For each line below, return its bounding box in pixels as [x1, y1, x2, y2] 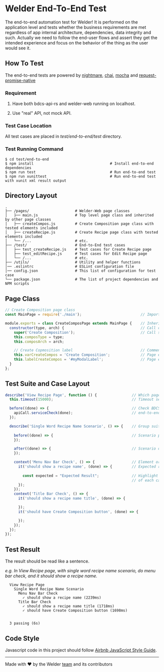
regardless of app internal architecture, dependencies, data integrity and [5, 29, 151, 35]
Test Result [5, 545, 40, 554]
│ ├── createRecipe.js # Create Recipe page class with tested [5, 230, 159, 235]
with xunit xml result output [5, 178, 67, 183]
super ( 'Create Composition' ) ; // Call [14, 330, 156, 335]
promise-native [5, 77, 36, 83]
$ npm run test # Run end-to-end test [5, 170, 156, 174]
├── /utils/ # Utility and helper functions [5, 260, 141, 265]
